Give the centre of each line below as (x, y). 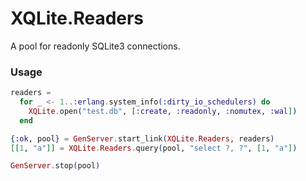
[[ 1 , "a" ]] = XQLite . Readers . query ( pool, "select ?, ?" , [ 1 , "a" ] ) (154, 148)
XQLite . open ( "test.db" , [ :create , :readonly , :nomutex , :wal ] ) (163, 111)
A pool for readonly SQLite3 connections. (95, 46)
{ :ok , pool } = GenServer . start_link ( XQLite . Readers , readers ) (142, 138)
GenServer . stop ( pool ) (55, 166)
